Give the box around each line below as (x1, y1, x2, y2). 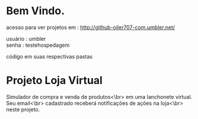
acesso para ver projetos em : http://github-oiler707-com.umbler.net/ (6, 24, 175, 31)
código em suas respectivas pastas (6, 53, 93, 60)
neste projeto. (6, 105, 40, 113)
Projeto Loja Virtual (6, 74, 103, 87)
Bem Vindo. (6, 4, 65, 18)
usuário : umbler (6, 35, 46, 42)
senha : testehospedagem (6, 41, 70, 49)
